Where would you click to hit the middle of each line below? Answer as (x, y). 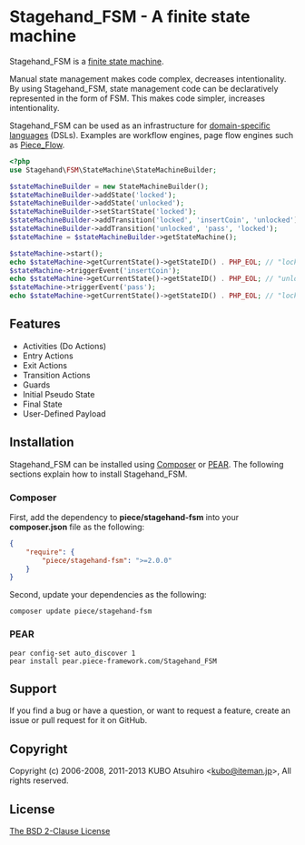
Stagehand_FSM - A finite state (130, 17)
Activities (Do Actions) (64, 346)
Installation (42, 443)
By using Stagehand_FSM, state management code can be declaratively (144, 88)
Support (33, 689)
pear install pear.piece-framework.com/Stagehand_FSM (113, 661)
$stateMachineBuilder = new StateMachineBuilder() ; (109, 186)
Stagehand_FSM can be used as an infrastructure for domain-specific (140, 126)
